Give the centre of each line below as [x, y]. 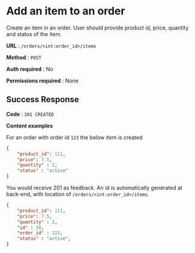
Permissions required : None [43, 81]
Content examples [30, 126]
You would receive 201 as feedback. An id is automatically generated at [94, 188]
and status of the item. [34, 34]
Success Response [43, 99]
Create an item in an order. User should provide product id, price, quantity [97, 28]
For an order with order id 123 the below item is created [74, 137]
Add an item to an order [66, 11]
